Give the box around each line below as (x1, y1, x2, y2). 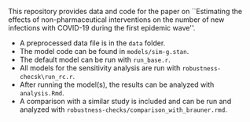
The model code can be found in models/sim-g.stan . (19, 47, 189, 56)
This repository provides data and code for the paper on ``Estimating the (8, 7, 242, 16)
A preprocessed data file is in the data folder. (19, 38, 166, 48)
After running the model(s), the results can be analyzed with (19, 80, 215, 89)
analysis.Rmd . (19, 88, 64, 97)
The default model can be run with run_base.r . (19, 55, 171, 64)
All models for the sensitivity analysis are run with (19, 63, 181, 73)
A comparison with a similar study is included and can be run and (19, 97, 232, 106)
